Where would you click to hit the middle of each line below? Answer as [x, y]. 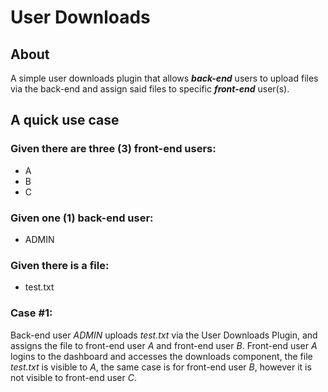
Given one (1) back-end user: [82, 218]
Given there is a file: [60, 265]
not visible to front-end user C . [73, 377]
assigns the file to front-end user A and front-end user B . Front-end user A [164, 345]
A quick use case [65, 120]
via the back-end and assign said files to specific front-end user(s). [150, 89]
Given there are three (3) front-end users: [113, 149]
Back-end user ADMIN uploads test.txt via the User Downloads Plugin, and [164, 335]
